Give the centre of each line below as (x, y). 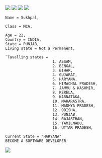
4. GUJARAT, (65, 75)
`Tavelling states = (27, 57)
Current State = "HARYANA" (33, 136)
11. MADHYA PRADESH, (74, 106)
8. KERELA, (64, 93)
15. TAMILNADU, (68, 123)
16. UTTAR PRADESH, (73, 128)
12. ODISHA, (65, 110)
